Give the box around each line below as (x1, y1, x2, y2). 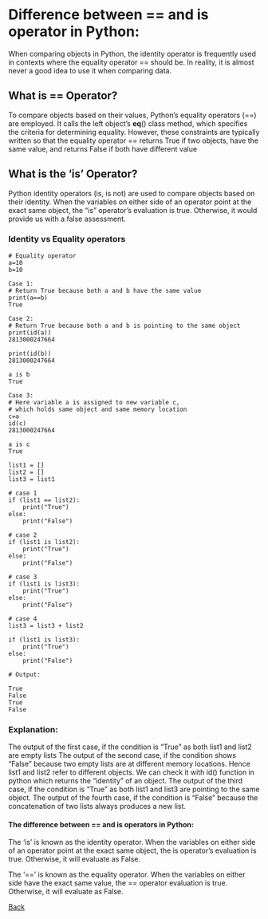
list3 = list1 (8, 475, 56, 483)
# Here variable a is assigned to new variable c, (8, 398, 180, 406)
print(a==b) (8, 294, 48, 302)
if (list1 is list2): (8, 538, 81, 546)
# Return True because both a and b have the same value (8, 286, 202, 294)
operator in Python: (8, 22, 140, 41)
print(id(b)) (8, 349, 52, 357)
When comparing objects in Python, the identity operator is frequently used (8, 49, 257, 58)
